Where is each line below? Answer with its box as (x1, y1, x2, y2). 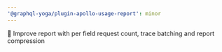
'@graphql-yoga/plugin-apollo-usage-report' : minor (7, 10, 161, 17)
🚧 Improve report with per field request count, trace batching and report (7, 29, 215, 37)
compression (7, 36, 46, 45)
